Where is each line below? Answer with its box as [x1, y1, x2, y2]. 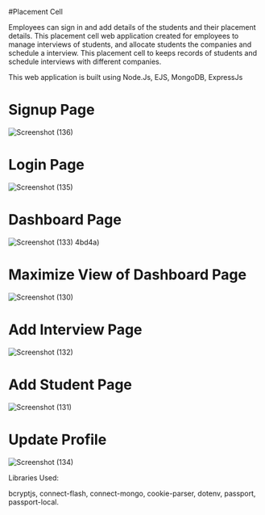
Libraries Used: [8, 472, 59, 483]
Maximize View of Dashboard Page [8, 266, 247, 283]
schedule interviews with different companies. [8, 57, 162, 66]
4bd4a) [75, 237, 100, 247]
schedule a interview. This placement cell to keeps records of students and [8, 48, 258, 57]
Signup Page [8, 101, 95, 119]
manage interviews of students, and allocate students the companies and [8, 40, 252, 49]
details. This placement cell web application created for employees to [8, 31, 239, 40]
